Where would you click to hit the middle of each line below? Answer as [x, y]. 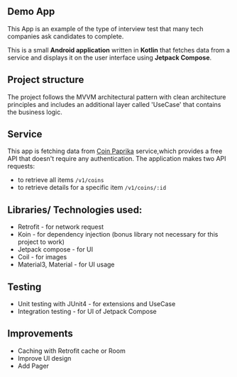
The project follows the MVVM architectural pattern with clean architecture [117, 97]
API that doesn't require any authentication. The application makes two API [117, 159]
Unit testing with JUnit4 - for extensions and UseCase [97, 304]
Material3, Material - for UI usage [66, 264]
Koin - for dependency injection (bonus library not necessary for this [118, 235]
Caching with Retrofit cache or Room [71, 351]
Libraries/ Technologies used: [75, 209]
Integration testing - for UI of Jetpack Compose [87, 312]
